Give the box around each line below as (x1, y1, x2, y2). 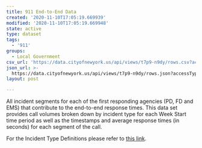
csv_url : (6, 59, 28, 65)
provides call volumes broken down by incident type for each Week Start (6, 111, 186, 118)
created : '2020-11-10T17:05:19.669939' (6, 14, 106, 20)
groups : (6, 48, 26, 54)
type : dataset (6, 31, 42, 37)
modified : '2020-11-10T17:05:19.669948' (6, 20, 109, 26)
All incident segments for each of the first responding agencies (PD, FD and (6, 97, 194, 105)
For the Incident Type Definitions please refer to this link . (6, 135, 147, 142)
